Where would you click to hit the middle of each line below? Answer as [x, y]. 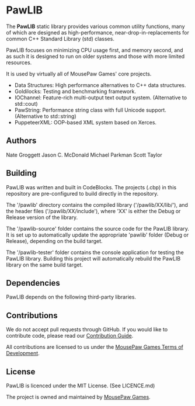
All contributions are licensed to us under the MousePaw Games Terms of [95, 347]
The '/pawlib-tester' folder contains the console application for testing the [95, 252]
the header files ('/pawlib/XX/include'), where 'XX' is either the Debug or [93, 211]
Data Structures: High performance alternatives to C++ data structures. [100, 85]
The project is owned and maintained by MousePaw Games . [78, 397]
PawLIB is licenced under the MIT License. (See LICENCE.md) [81, 386]
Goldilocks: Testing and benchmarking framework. [75, 91]
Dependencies [33, 283]
